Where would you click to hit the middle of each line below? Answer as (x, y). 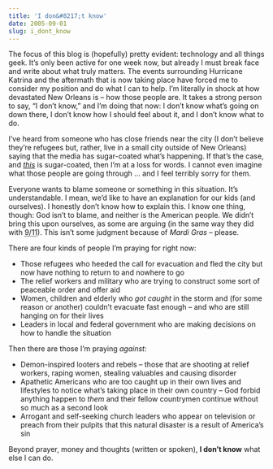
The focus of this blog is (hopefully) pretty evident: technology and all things (136, 54)
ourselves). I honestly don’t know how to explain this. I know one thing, (127, 206)
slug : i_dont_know (39, 31)
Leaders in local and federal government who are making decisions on (138, 324)
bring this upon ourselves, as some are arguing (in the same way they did (131, 224)
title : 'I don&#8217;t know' (58, 16)
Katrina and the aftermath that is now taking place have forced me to (123, 80)
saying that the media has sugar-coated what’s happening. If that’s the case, (136, 156)
